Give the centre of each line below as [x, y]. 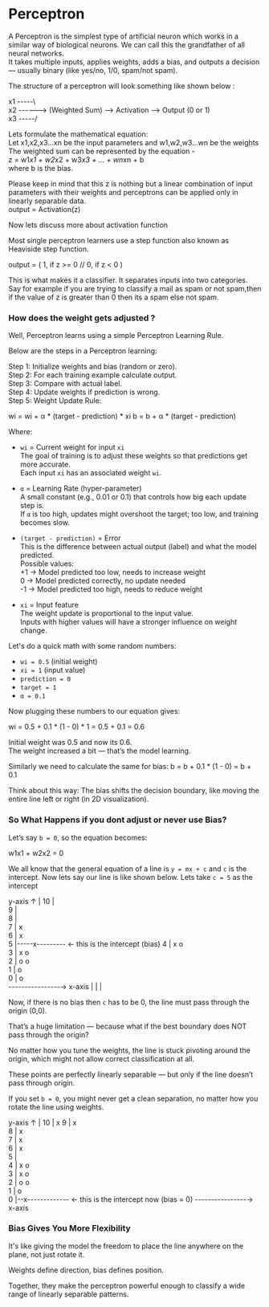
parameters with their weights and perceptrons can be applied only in [123, 192]
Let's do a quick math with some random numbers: [92, 646]
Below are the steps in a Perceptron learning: [83, 351]
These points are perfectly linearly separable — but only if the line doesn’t [131, 1074]
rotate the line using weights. [56, 1107]
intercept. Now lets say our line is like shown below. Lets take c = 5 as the [130, 877]
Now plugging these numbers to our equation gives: [94, 711]
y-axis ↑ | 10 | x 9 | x [43, 1122]
